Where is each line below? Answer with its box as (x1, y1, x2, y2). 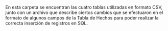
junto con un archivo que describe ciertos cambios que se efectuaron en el (5, 9, 163, 15)
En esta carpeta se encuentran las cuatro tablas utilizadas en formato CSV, (5, 4, 163, 10)
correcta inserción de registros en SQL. (5, 20, 88, 26)
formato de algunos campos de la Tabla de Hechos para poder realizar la (5, 15, 159, 20)
